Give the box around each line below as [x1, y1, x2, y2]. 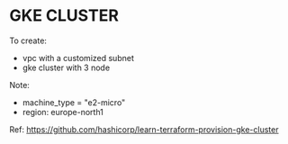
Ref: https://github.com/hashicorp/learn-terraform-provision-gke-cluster [9, 123, 279, 135]
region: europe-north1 [22, 106, 103, 117]
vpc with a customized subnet [22, 52, 135, 63]
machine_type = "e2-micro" [22, 96, 126, 108]
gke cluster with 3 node [22, 62, 111, 73]
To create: [9, 35, 48, 46]
